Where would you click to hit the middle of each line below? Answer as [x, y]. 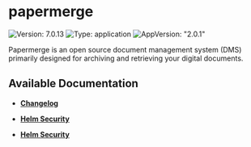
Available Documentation [74, 84]
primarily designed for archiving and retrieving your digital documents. [126, 58]
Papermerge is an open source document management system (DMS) [125, 49]
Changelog [39, 103]
